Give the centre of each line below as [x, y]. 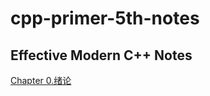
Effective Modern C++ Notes [101, 55]
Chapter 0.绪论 [41, 80]
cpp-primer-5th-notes [105, 18]
